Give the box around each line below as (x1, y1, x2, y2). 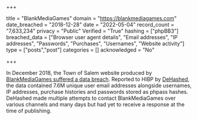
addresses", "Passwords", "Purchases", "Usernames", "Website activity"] (6, 40, 185, 47)
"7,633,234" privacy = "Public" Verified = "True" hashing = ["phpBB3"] (6, 27, 179, 34)
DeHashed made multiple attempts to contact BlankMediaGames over (6, 94, 176, 102)
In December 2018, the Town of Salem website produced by (6, 70, 152, 76)
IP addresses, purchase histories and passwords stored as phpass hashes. (6, 89, 189, 95)
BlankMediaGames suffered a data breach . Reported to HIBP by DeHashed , (6, 75, 190, 83)
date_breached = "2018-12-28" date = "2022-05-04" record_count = (6, 21, 175, 28)
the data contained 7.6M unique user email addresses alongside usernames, (6, 82, 192, 89)
